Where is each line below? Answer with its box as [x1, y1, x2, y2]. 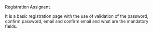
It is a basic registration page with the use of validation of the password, [5, 13, 149, 19]
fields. [5, 23, 18, 29]
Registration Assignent [5, 4, 50, 10]
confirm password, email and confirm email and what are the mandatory [5, 19, 149, 24]
